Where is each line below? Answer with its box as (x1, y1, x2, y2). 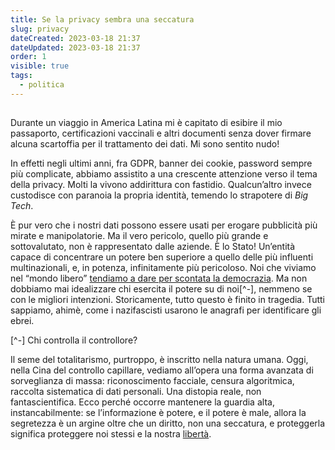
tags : (10, 71, 33, 81)
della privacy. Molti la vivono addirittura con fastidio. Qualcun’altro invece (10, 179, 312, 191)
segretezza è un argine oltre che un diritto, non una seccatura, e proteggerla (10, 417, 326, 430)
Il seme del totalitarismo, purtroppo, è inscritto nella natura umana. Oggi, (10, 354, 309, 366)
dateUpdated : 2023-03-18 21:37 (10, 42, 141, 53)
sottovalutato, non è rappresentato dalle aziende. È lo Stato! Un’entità (10, 241, 296, 253)
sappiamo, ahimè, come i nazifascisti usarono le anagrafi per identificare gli (10, 304, 322, 316)
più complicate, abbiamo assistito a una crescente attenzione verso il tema (10, 168, 318, 180)
